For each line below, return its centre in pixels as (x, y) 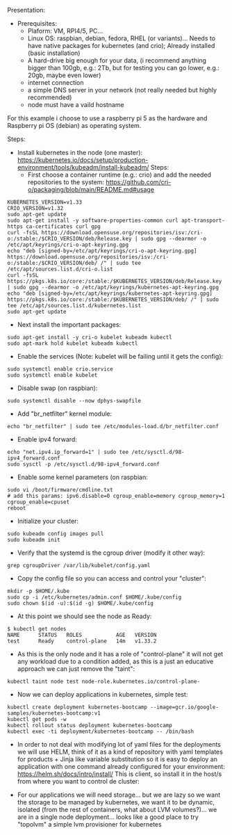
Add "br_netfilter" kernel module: (65, 414)
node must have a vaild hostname (76, 105)
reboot (17, 508)
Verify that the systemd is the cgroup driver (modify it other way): (111, 553)
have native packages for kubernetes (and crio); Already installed (121, 46)
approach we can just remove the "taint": (76, 669)
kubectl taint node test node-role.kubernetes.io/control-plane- (103, 681)
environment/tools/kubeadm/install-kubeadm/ (83, 167)
